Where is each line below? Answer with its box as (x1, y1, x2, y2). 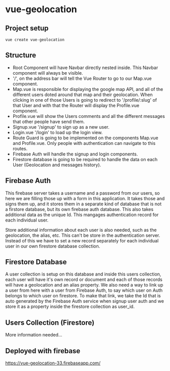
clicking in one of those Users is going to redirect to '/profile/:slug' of (12, 97, 157, 103)
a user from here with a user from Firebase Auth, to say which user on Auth (5, 287, 163, 293)
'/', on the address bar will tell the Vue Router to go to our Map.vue (12, 75, 152, 81)
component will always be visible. (12, 70, 83, 76)
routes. (12, 145, 28, 151)
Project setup (5, 24, 49, 33)
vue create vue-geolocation (5, 37, 65, 42)
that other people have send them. (12, 118, 85, 125)
